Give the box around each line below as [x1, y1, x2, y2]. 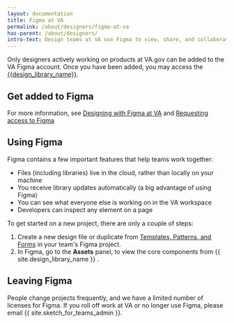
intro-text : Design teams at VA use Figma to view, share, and [7, 36, 195, 43]
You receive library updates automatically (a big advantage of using [17, 183, 212, 192]
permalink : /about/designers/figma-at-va [7, 23, 130, 30]
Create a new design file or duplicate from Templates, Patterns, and [17, 232, 212, 241]
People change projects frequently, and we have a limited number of [7, 294, 204, 302]
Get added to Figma [7, 90, 94, 102]
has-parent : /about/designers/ [7, 29, 98, 37]
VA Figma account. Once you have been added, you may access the [7, 63, 203, 71]
